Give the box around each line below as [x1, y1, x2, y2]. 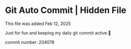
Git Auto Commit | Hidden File [5, 5, 127, 16]
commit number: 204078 [5, 39, 55, 45]
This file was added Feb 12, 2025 [5, 21, 71, 26]
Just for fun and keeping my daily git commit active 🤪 [5, 30, 111, 36]
